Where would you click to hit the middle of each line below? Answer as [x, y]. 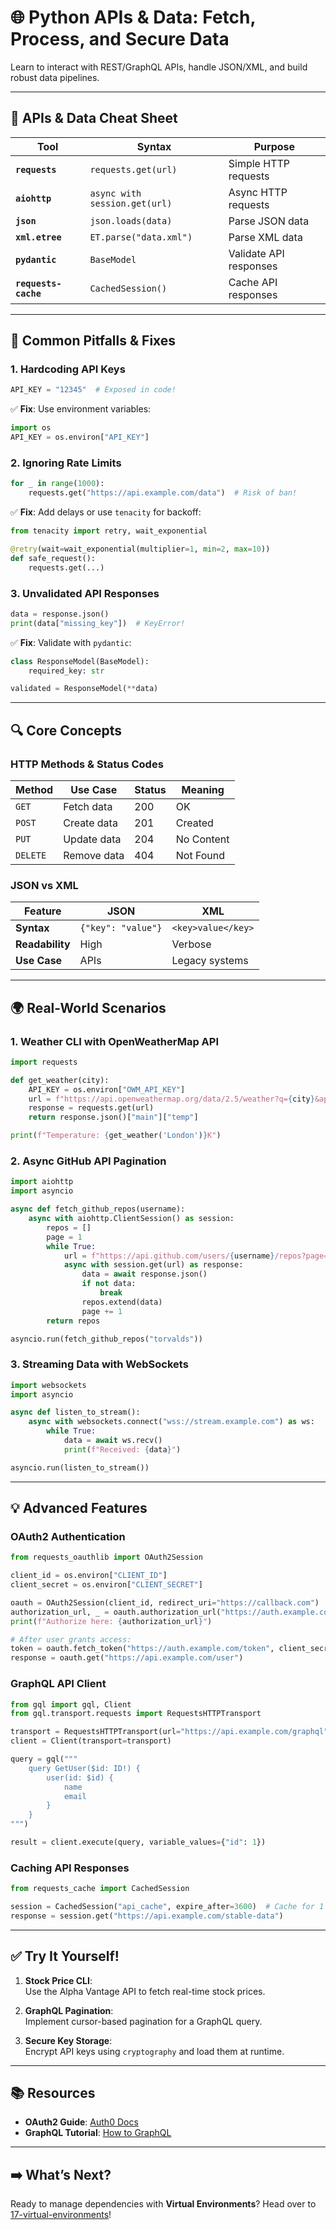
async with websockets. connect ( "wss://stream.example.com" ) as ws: [171, 1422]
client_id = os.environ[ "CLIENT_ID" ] [89, 1576]
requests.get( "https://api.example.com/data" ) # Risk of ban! [163, 493]
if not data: [109, 1284]
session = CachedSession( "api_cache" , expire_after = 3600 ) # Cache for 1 [167, 1907]
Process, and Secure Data [120, 39]
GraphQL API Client [58, 1684]
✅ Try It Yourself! [65, 1956]
